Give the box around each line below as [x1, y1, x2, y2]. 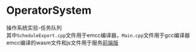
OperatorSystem [6, 4, 92, 17]
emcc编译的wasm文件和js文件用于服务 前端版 [6, 39, 119, 46]
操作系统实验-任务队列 [6, 24, 62, 31]
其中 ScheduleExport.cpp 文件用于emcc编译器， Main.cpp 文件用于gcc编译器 [6, 31, 191, 39]
